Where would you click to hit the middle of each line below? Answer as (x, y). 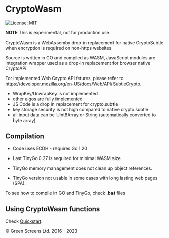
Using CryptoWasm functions (53, 209)
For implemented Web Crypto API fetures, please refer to (64, 78)
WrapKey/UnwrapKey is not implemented (55, 93)
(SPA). (19, 183)
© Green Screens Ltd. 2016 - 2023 (41, 231)
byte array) (24, 120)
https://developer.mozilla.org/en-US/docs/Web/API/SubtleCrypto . (73, 84)
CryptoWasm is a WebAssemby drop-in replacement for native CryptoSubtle (84, 42)
